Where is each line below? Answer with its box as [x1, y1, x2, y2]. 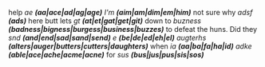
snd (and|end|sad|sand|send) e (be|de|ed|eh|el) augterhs [8, 33, 207, 42]
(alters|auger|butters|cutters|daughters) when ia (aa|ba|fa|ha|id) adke [8, 41, 253, 51]
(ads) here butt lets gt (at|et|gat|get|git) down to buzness [8, 16, 202, 26]
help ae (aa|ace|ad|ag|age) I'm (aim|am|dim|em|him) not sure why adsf [8, 8, 253, 17]
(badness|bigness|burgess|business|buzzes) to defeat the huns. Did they [8, 25, 258, 33]
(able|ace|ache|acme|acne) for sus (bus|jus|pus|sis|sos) [8, 50, 204, 59]
